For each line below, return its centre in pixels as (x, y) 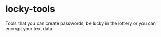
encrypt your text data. (30, 28)
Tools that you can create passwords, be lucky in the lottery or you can (80, 23)
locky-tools (30, 9)
